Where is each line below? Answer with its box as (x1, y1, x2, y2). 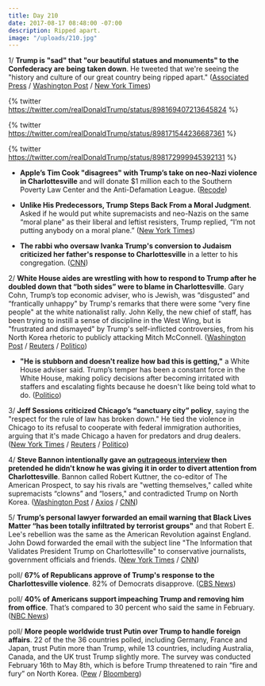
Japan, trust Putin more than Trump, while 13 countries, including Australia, (8, 644, 254, 653)
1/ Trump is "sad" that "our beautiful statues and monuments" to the (8, 56, 240, 65)
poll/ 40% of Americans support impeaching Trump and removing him (8, 594, 244, 604)
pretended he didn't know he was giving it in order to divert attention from (8, 463, 257, 474)
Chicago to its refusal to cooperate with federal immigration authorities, (8, 423, 242, 432)
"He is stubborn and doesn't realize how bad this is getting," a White (19, 357, 250, 366)
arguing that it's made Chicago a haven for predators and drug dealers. (8, 431, 241, 441)
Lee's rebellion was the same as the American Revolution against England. (8, 530, 252, 540)
